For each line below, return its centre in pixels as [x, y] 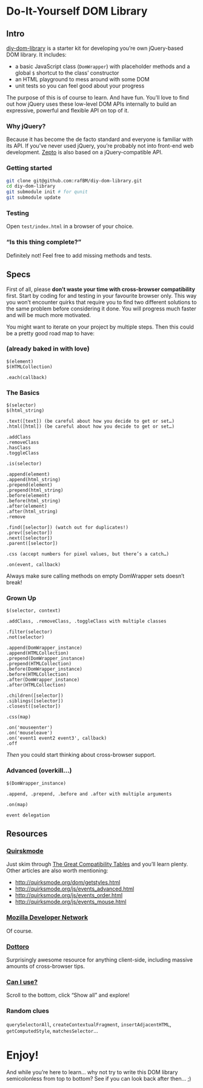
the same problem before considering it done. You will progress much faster [101, 309]
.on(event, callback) [34, 565]
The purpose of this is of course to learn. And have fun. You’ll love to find [98, 98]
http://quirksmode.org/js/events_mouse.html [71, 902]
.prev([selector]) [29, 533]
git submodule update [34, 198]
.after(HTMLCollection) [36, 685]
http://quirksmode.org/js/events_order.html [69, 895]
